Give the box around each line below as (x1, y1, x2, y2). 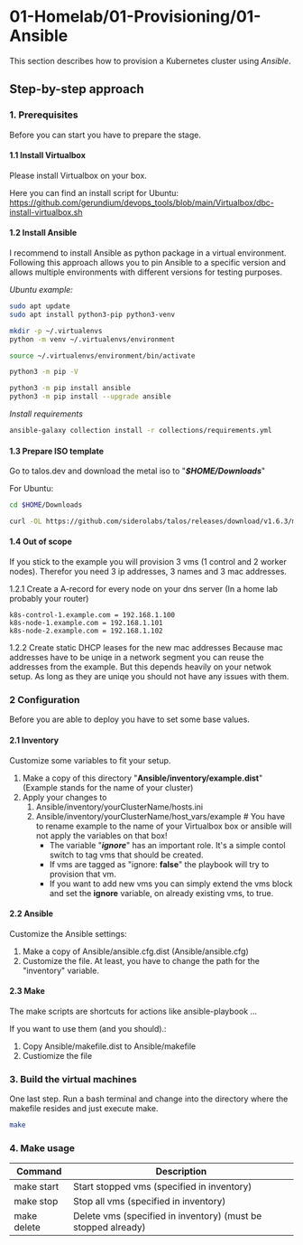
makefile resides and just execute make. (9, 1103, 159, 1114)
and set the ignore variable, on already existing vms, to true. (49, 887, 274, 898)
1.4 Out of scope (9, 536, 72, 548)
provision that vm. (49, 868, 117, 879)
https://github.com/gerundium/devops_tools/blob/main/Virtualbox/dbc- (9, 197, 275, 208)
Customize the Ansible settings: (9, 928, 128, 939)
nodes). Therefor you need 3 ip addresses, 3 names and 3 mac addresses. (9, 566, 287, 577)
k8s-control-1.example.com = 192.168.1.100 (9, 611, 176, 620)
